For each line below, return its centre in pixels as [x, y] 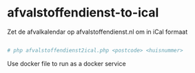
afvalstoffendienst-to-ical [83, 13]
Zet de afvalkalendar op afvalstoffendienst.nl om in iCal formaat [97, 32]
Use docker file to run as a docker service [66, 63]
